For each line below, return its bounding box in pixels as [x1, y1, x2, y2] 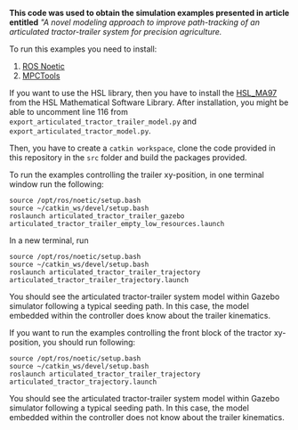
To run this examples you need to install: [9, 44, 157, 54]
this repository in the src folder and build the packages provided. [9, 152, 247, 163]
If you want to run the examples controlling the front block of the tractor [9, 328, 273, 337]
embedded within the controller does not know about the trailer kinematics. [9, 412, 285, 422]
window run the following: [9, 179, 104, 190]
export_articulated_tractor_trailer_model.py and [9, 116, 197, 126]
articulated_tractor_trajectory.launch [9, 377, 157, 386]
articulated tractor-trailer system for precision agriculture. [9, 27, 222, 37]
